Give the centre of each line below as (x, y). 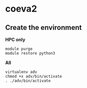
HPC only (15, 39)
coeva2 (21, 9)
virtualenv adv (21, 72)
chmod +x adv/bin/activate (34, 76)
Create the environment (43, 28)
